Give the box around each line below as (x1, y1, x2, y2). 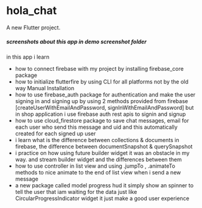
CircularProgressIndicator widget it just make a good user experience (15, 195, 190, 202)
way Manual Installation (15, 84, 75, 91)
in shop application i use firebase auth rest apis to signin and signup (15, 110, 186, 118)
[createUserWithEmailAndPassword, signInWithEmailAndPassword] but (15, 104, 194, 111)
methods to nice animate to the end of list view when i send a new (15, 168, 181, 176)
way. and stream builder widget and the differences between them (15, 156, 183, 163)
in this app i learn (6, 53, 50, 60)
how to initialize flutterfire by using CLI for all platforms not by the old (15, 77, 189, 85)
